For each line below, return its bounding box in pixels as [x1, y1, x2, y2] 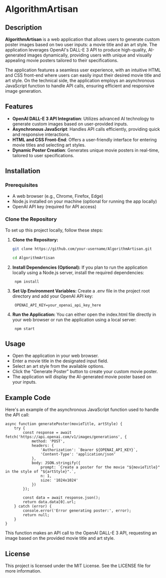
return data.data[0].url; [23, 500, 77, 505]
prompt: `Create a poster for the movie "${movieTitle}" [40, 465, 161, 470]
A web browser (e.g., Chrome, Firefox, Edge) [12, 193, 104, 199]
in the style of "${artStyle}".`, [5, 469, 77, 474]
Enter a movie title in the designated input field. [12, 358, 109, 364]
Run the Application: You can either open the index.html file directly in [12, 311, 157, 317]
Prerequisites [5, 182, 38, 189]
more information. [5, 568, 41, 574]
